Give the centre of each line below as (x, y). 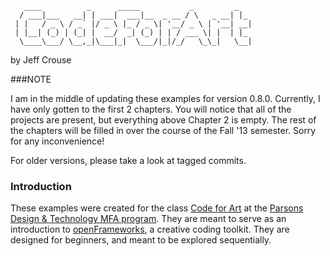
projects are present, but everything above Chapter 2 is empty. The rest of (163, 120)
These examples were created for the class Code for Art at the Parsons (157, 208)
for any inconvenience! (57, 141)
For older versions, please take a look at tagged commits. (128, 160)
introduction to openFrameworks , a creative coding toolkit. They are (150, 229)
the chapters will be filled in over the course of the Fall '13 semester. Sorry (163, 130)
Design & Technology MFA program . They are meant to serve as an (148, 219)
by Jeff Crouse (41, 60)
